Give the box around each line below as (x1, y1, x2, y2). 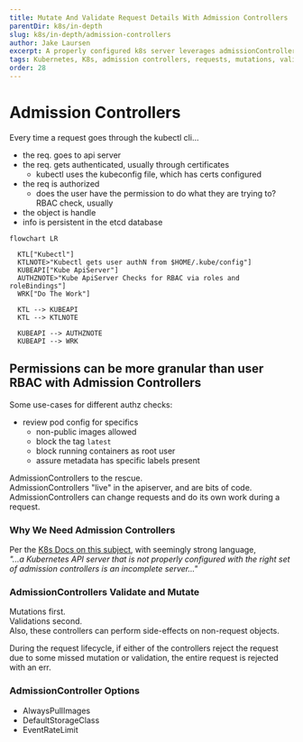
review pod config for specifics (22, 417, 139, 427)
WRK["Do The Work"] (17, 289, 91, 298)
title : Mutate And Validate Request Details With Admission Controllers (9, 13, 289, 23)
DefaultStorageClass (22, 714, 100, 726)
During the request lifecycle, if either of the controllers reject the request (9, 643, 279, 654)
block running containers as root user (35, 445, 176, 456)
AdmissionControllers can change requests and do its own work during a (9, 491, 280, 502)
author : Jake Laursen (9, 38, 91, 48)
